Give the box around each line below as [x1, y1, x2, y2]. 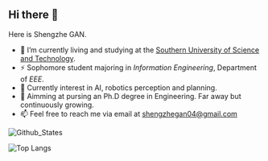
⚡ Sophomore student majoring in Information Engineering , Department [19, 62, 258, 72]
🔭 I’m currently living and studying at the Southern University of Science [19, 45, 260, 55]
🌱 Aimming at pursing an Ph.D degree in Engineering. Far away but [19, 91, 241, 101]
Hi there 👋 [8, 8, 59, 22]
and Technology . [19, 53, 76, 63]
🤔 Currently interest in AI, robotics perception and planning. [19, 82, 217, 93]
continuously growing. [19, 100, 94, 109]
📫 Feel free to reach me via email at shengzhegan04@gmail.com [19, 109, 237, 118]
